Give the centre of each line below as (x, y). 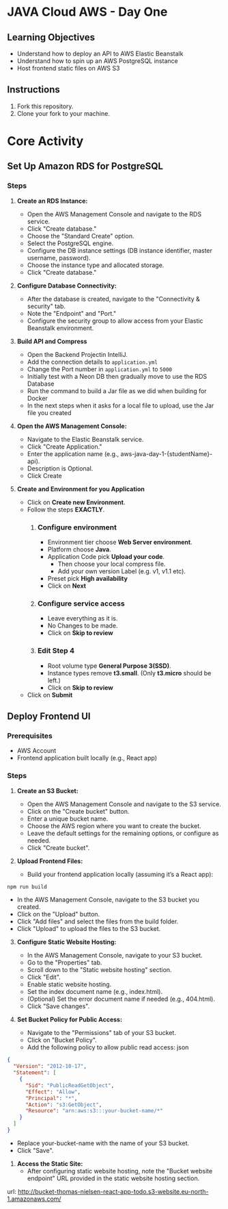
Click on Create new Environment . (76, 502)
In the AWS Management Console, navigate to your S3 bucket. (115, 956)
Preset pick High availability (88, 578)
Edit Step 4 (56, 651)
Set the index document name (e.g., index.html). (95, 992)
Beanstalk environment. (60, 328)
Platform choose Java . (79, 549)
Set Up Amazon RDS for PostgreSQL (85, 166)
